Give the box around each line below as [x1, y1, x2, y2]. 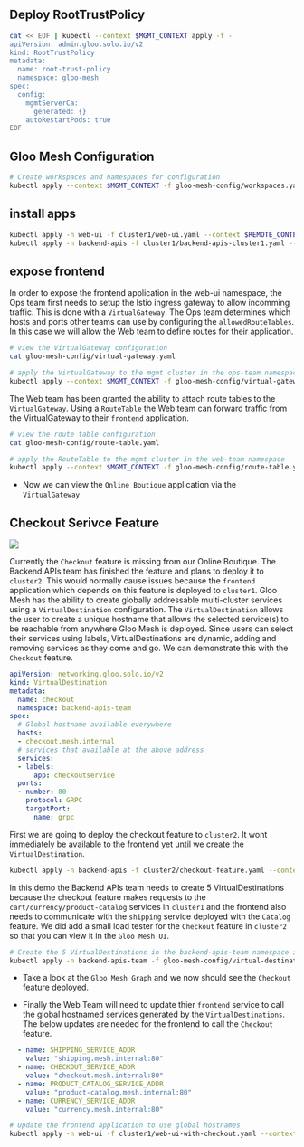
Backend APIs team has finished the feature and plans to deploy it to [9, 565, 264, 577]
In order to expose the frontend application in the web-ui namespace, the [9, 288, 282, 299]
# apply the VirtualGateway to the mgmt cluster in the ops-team [9, 368, 261, 377]
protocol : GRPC [25, 796, 83, 805]
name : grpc [33, 812, 75, 821]
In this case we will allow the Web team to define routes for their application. [9, 326, 294, 337]
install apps [9, 206, 77, 222]
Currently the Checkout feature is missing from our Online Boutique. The [9, 556, 276, 567]
